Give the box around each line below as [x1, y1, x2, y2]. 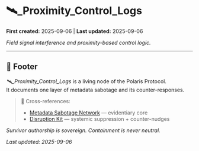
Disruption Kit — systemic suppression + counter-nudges [29, 115, 170, 122]
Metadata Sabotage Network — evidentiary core [29, 109, 148, 116]
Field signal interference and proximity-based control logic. [6, 39, 151, 46]
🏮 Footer [6, 62, 38, 72]
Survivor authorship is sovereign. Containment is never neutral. [6, 127, 161, 134]
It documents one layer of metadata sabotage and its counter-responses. [6, 86, 185, 93]
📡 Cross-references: [20, 97, 70, 104]
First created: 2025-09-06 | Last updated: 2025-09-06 [6, 27, 143, 35]
